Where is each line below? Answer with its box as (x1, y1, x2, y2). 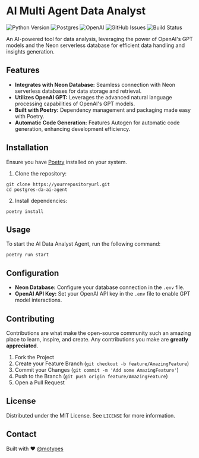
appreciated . (6, 342, 39, 349)
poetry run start (6, 252, 49, 258)
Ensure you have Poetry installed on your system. (6, 158, 128, 165)
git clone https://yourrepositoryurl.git (6, 181, 110, 187)
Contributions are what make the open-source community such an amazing (6, 330, 191, 337)
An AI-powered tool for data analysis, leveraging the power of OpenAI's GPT (6, 35, 193, 42)
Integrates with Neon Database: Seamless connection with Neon (14, 81, 176, 88)
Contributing (6, 313, 55, 324)
